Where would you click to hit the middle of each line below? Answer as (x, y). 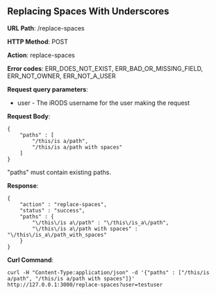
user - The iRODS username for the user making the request (103, 103)
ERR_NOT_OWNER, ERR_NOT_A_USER (61, 76)
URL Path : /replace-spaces (46, 28)
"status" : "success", (52, 210)
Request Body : (29, 116)
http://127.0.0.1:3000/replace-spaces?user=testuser (85, 285)
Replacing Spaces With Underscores (88, 11)
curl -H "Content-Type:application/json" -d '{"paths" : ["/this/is (108, 272)
